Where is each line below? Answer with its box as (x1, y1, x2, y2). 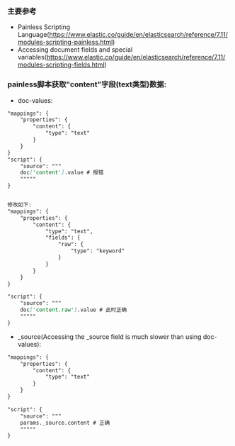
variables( (17, 53, 47, 62)
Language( (17, 30, 50, 39)
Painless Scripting (17, 23, 71, 31)
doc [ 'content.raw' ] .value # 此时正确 (20, 306, 127, 313)
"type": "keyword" (70, 247, 125, 255)
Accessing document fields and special (17, 45, 133, 54)
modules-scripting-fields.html (17, 60, 105, 69)
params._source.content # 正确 (20, 419, 110, 426)
